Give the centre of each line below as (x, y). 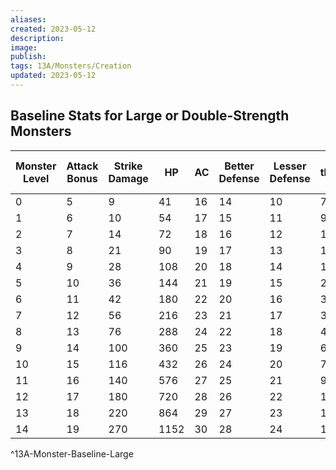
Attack (82, 166)
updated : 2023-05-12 (53, 76)
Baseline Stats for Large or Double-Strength (150, 116)
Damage (128, 178)
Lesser (290, 166)
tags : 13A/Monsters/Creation (71, 66)
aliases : (28, 19)
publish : (28, 57)
